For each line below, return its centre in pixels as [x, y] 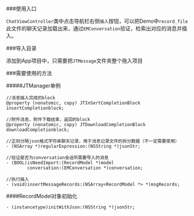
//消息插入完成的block [31, 98]
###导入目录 [21, 48]
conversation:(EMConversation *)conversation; [85, 168]
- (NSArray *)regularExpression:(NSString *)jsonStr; [73, 146]
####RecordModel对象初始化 [42, 196]
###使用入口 [21, 9]
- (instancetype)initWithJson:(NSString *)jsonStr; [71, 207]
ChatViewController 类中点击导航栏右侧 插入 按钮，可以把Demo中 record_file [97, 21]
